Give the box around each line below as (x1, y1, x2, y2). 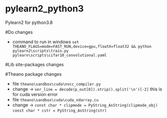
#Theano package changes (5, 71, 62, 77)
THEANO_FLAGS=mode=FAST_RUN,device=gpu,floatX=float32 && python (12, 44, 151, 49)
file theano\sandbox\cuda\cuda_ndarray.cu (12, 97, 99, 103)
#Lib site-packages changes (5, 61, 64, 67)
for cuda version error (12, 91, 58, 97)
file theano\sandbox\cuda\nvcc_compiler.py (12, 81, 101, 87)
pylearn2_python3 (5, 3, 84, 14)
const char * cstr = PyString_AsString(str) (12, 108, 107, 113)
